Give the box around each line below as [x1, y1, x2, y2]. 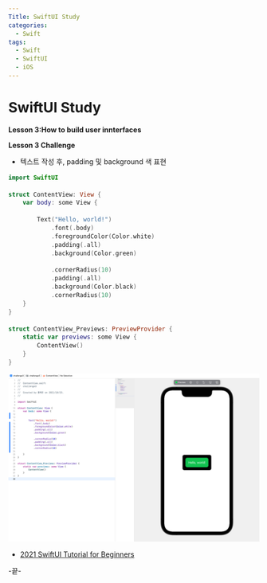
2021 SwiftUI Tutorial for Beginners [19, 550, 135, 559]
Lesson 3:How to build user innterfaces [8, 124, 142, 135]
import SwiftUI [8, 174, 59, 182]
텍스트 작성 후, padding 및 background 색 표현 [19, 156, 167, 166]
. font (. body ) [50, 224, 94, 233]
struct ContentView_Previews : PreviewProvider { [8, 325, 173, 333]
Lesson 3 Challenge [8, 140, 76, 150]
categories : [8, 21, 48, 29]
